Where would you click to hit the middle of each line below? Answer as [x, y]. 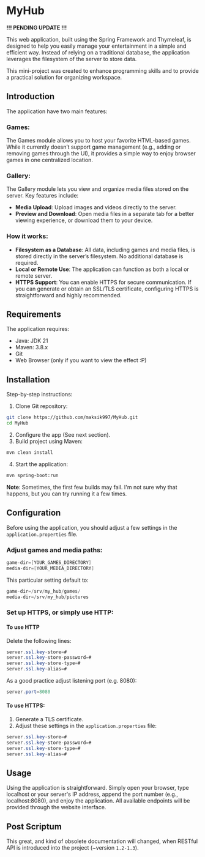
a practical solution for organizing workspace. [64, 77]
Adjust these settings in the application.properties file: [86, 726]
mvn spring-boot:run [33, 475]
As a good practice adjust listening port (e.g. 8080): [72, 681]
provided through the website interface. [56, 807]
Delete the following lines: [39, 640]
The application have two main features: [57, 111]
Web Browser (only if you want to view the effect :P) [81, 360]
